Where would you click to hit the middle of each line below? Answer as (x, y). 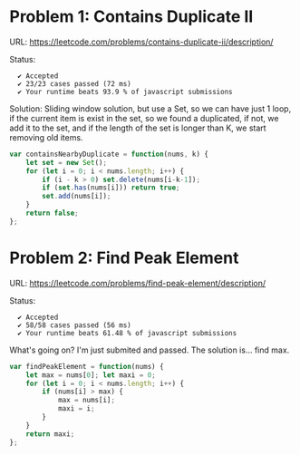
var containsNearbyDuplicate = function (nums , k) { (109, 154)
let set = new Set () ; (66, 162)
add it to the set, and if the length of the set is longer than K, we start (138, 128)
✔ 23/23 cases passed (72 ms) (74, 83)
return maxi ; (50, 434)
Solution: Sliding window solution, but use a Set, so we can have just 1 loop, (150, 108)
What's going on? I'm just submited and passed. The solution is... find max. (150, 350)
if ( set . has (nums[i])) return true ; (111, 188)
